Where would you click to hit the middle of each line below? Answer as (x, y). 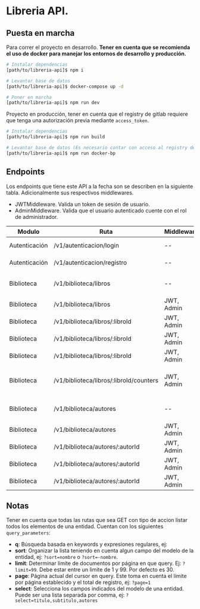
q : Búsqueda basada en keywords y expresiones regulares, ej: (91, 545)
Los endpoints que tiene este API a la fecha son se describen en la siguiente (100, 186)
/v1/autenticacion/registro (90, 262)
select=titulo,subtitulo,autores (56, 601)
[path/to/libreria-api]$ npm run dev (53, 103)
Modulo (29, 231)
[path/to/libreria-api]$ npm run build (56, 137)
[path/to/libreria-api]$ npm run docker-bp (61, 153)
